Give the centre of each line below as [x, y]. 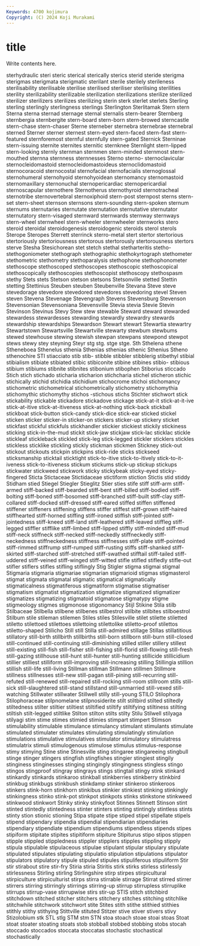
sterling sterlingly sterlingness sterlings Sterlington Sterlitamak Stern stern [98, 107]
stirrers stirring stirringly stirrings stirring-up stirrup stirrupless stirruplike [96, 886]
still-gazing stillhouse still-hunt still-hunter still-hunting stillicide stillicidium [98, 656]
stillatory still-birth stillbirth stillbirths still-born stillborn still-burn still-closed [100, 637]
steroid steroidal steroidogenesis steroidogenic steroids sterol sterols [91, 228]
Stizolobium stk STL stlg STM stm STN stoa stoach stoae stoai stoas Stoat [98, 918]
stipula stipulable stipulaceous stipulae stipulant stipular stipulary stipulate [98, 847]
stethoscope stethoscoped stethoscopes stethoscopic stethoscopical [92, 267]
